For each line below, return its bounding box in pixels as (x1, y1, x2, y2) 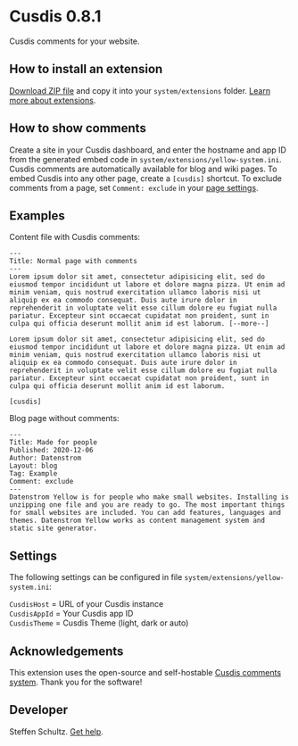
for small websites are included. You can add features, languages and (9, 509, 281, 518)
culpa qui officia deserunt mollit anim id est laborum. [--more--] (9, 319, 269, 328)
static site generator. (9, 524, 98, 533)
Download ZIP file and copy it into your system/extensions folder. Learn (9, 85, 270, 95)
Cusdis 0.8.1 (9, 6, 102, 27)
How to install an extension (9, 62, 163, 77)
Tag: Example (9, 469, 58, 478)
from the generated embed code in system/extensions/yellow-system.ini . (9, 153, 283, 164)
